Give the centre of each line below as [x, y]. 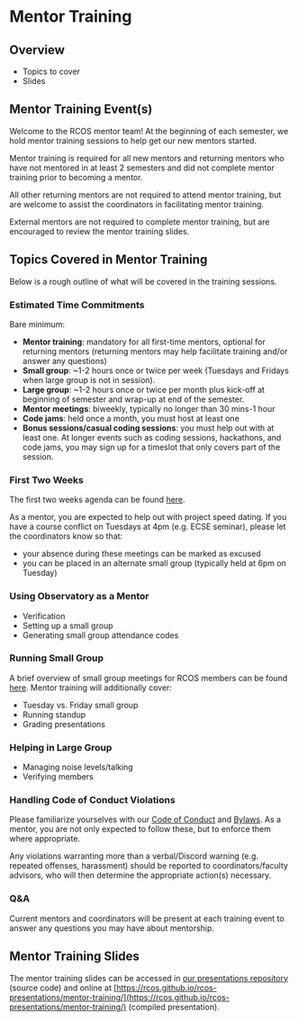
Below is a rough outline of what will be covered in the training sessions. [143, 281]
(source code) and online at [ [63, 988]
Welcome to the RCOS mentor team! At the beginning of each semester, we [149, 131]
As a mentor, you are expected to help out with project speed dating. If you [148, 517]
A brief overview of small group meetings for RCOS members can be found [149, 678]
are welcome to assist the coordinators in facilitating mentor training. [136, 204]
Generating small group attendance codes [100, 635]
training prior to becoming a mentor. [76, 177]
